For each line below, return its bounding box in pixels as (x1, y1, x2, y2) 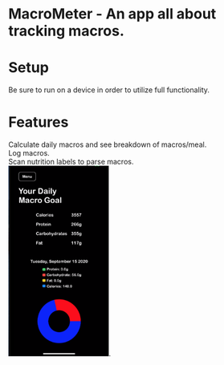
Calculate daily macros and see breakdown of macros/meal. (8, 140, 207, 149)
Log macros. (8, 148, 50, 158)
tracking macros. (8, 22, 124, 40)
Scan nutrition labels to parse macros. (8, 157, 134, 167)
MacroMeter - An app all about (8, 5, 217, 23)
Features (8, 113, 69, 132)
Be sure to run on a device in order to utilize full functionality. (8, 85, 210, 95)
